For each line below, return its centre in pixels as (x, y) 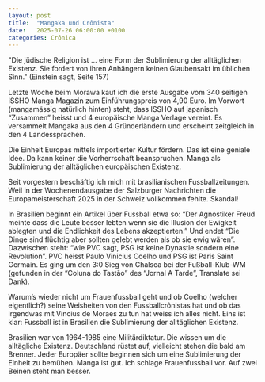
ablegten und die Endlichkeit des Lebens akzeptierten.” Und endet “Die (124, 231)
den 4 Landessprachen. (47, 135)
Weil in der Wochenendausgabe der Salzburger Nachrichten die (112, 190)
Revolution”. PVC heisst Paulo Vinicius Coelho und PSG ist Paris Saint (121, 256)
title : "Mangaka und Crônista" (61, 23)
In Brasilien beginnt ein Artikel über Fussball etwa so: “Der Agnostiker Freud (132, 214)
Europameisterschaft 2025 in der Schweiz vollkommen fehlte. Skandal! (123, 199)
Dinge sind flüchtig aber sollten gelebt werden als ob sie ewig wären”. (122, 239)
